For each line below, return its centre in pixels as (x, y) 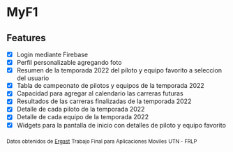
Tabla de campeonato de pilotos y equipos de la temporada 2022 (111, 86)
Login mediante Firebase (52, 54)
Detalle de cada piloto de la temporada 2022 (81, 109)
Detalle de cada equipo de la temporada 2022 (83, 117)
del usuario (33, 78)
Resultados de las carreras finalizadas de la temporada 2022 (104, 101)
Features (26, 38)
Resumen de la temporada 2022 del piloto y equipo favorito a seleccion (119, 70)
